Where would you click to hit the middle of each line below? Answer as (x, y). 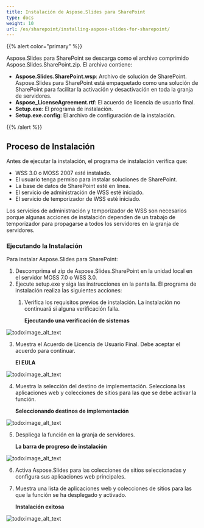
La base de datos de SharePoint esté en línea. (72, 186)
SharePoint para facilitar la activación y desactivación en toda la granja (104, 90)
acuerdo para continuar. (45, 351)
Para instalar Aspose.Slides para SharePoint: (62, 259)
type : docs (20, 18)
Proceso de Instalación (51, 146)
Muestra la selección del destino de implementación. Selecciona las (100, 386)
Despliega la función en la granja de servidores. (75, 435)
